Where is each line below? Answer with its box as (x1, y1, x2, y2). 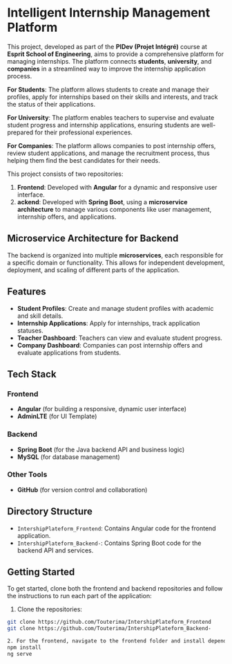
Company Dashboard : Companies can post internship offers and (17, 341, 203, 349)
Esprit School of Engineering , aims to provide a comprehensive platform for (7, 50, 224, 58)
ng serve (7, 650, 32, 657)
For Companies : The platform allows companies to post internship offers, (7, 141, 216, 150)
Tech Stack (7, 368, 57, 380)
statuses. (17, 326, 43, 334)
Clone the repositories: (17, 605, 83, 613)
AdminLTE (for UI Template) (17, 412, 97, 420)
